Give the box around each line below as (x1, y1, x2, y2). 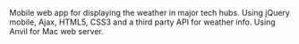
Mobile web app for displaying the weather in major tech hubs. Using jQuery (9, 8, 291, 18)
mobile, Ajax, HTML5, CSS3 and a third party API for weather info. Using (9, 17, 276, 27)
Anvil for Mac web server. (9, 26, 105, 36)
